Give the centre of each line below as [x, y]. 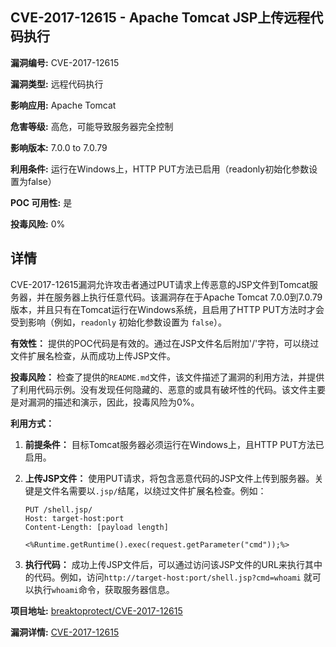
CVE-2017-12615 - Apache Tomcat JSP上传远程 [160, 18]
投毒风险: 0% [38, 224]
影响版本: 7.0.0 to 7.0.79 [59, 147]
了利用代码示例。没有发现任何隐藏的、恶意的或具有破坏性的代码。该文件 [159, 389]
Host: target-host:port [74, 518]
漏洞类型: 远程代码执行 [57, 84]
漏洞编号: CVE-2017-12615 [65, 62]
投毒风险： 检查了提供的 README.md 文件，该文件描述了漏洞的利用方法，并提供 [167, 377]
